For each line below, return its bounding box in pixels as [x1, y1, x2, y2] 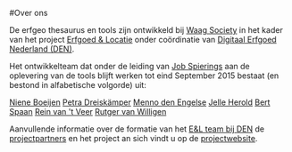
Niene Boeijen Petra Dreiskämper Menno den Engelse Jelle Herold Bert [9, 97, 271, 108]
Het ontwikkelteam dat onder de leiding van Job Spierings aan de [9, 61, 250, 71]
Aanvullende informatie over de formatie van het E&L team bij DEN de [9, 124, 265, 134]
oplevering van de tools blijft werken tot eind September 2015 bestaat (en [9, 70, 279, 81]
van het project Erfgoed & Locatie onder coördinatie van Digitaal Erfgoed [9, 35, 277, 44]
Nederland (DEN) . [9, 44, 75, 54]
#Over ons [9, 8, 48, 18]
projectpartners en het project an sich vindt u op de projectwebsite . [9, 133, 258, 143]
